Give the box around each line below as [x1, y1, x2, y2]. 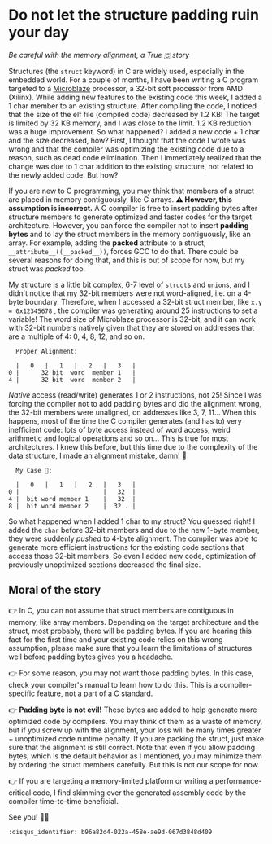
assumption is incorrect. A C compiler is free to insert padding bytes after [8, 203, 258, 213]
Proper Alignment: [15, 347, 79, 355]
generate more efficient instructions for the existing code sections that [8, 542, 244, 552]
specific [8, 688, 36, 698]
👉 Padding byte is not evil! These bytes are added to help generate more [8, 705, 257, 714]
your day [8, 23, 70, 42]
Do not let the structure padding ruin [8, 6, 260, 24]
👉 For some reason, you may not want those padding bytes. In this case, [8, 668, 254, 678]
